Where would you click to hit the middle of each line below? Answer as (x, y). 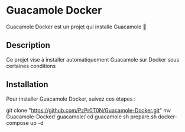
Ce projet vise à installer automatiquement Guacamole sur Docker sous (93, 59)
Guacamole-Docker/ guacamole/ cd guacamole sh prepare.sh (82, 117)
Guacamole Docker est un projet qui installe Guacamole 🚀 (76, 27)
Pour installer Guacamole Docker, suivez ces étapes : (71, 99)
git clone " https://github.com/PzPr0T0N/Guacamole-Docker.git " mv (89, 110)
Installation (27, 84)
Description (28, 45)
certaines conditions (31, 66)
